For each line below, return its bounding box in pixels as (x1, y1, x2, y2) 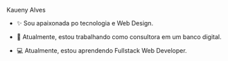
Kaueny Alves (6, 6, 46, 14)
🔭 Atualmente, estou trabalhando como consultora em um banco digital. (16, 33, 222, 40)
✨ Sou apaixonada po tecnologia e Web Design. (16, 19, 154, 27)
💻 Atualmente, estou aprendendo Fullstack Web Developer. (16, 47, 188, 54)
